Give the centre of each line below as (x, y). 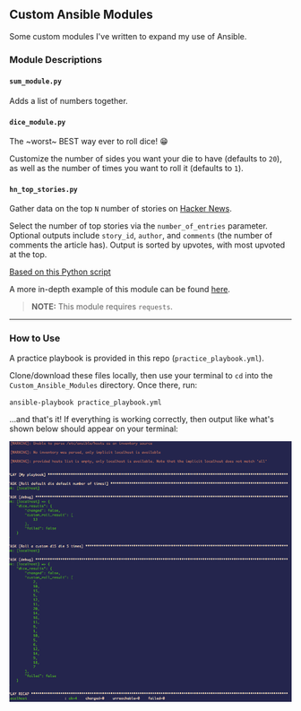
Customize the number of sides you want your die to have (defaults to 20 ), (146, 159)
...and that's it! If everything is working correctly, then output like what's (142, 419)
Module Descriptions (56, 59)
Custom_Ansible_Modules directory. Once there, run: (103, 385)
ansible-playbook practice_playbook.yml (86, 403)
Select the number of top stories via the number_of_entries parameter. (139, 226)
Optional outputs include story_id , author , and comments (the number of (141, 236)
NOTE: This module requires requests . (102, 307)
